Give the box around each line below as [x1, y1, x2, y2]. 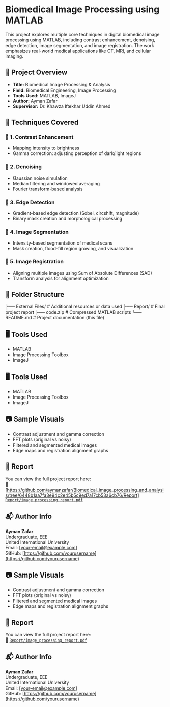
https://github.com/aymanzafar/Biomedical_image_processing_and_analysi [7, 487, 164, 493]
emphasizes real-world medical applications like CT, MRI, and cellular [5, 48, 151, 54]
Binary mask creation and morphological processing [12, 216, 122, 222]
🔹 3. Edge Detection [5, 198, 55, 206]
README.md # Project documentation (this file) [5, 315, 105, 321]
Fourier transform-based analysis [12, 186, 83, 192]
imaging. [5, 53, 24, 59]
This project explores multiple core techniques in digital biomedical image [5, 31, 160, 37]
